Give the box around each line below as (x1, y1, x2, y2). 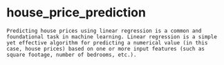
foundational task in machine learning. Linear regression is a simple (6, 33, 217, 40)
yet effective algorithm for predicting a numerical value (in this (6, 39, 208, 46)
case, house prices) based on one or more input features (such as (6, 45, 205, 52)
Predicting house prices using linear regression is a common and (6, 27, 202, 34)
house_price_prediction (6, 5, 147, 21)
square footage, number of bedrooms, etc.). (6, 51, 137, 58)
